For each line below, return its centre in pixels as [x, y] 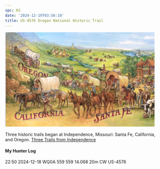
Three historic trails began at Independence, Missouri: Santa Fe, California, [80, 134]
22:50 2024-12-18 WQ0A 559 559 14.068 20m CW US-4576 [66, 162]
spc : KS [13, 10]
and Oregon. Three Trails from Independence [50, 140]
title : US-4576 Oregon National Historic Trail [54, 20]
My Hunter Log [20, 150]
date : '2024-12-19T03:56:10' [35, 15]
